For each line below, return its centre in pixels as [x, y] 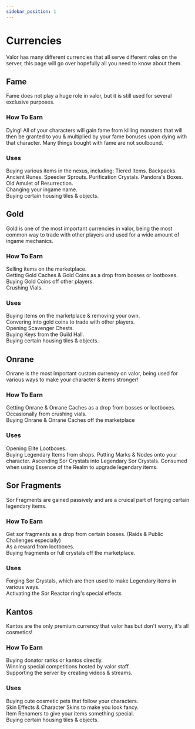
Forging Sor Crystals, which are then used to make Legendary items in [91, 581]
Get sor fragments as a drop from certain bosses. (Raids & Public [85, 534]
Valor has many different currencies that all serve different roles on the [92, 57]
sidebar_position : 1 [31, 11]
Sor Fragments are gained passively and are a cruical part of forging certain [98, 500]
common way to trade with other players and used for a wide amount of [93, 234]
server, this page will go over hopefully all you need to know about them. [94, 63]
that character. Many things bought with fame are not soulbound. [85, 142]
